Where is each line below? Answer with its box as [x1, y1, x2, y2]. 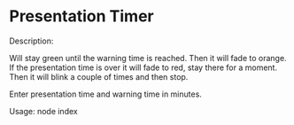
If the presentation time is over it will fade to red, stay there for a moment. [9, 62, 277, 73]
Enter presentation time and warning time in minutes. [9, 89, 202, 99]
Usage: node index [9, 105, 78, 116]
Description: [9, 35, 54, 46]
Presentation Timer [9, 6, 154, 27]
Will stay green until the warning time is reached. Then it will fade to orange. [9, 52, 287, 63]
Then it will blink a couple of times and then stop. [9, 71, 189, 82]
